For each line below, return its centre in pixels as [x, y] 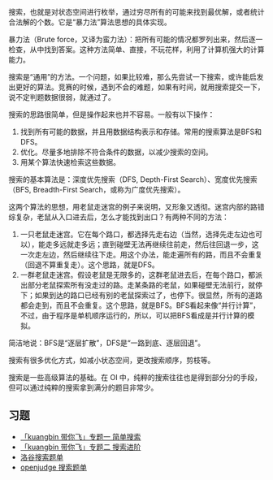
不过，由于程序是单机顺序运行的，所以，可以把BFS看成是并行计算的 [134, 316]
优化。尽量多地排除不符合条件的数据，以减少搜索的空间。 [116, 152]
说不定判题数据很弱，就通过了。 [62, 97]
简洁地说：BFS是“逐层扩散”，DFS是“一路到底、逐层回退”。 [107, 343]
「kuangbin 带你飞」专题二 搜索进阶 [80, 447]
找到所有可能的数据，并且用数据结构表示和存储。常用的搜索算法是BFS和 [141, 132]
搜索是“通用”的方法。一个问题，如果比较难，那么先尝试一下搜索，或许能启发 [136, 77]
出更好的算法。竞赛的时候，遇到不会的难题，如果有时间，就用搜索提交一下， [136, 87]
